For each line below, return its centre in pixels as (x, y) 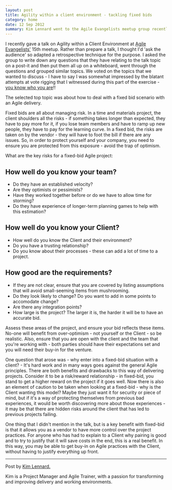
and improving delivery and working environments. (59, 482)
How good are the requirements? (59, 273)
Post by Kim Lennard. (28, 466)
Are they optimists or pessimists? (48, 189)
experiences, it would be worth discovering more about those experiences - (85, 403)
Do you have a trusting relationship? (51, 245)
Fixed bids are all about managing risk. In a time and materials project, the (83, 113)
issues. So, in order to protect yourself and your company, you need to (80, 140)
